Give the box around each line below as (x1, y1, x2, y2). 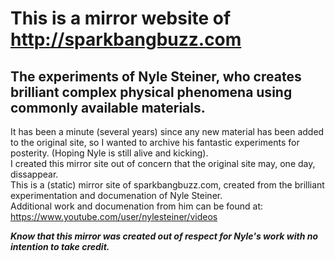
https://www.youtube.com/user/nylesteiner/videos (10, 211, 218, 222)
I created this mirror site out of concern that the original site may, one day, (10, 158, 316, 169)
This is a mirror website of (10, 7, 232, 30)
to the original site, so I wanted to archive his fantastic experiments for (10, 137, 300, 148)
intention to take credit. (10, 241, 110, 252)
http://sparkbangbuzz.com (10, 28, 242, 51)
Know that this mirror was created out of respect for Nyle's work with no (10, 230, 318, 242)
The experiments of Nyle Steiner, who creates (10, 68, 302, 85)
